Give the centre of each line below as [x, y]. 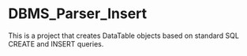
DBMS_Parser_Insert [78, 14]
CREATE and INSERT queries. [56, 43]
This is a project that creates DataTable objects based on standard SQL [123, 35]
